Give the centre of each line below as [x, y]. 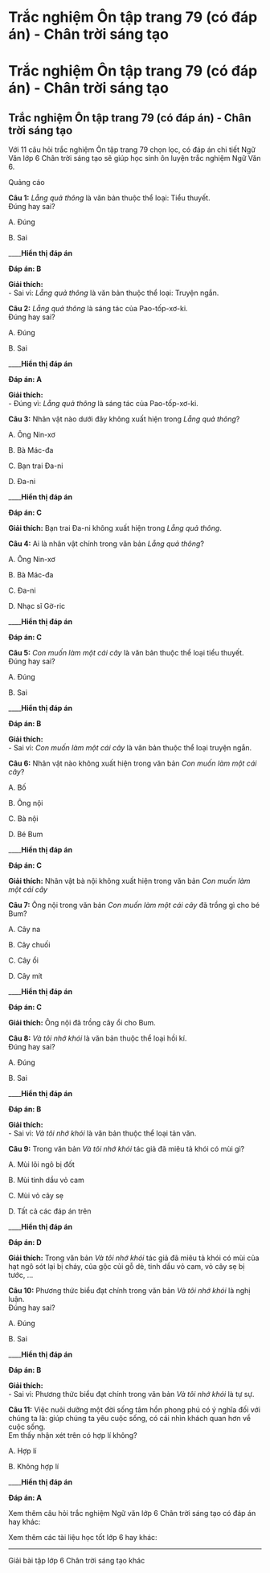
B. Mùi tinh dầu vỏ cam [46, 1180]
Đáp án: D [25, 1242]
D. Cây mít [25, 976]
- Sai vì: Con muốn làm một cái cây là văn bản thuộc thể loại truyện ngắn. [130, 748]
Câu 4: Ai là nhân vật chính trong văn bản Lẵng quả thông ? [106, 544]
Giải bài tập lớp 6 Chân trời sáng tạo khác [77, 1561]
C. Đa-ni [22, 590]
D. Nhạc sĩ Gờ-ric [37, 606]
